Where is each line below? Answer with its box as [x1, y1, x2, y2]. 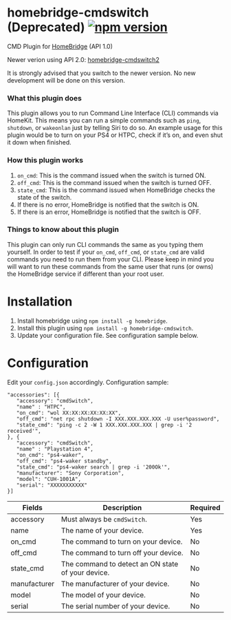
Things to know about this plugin [7, 225, 119, 235]
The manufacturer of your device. [60, 579, 170, 588]
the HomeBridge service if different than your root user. [7, 270, 164, 278]
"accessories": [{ [7, 391, 60, 398]
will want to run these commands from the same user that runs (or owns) [7, 262, 214, 270]
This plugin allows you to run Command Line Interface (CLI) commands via [7, 109, 219, 118]
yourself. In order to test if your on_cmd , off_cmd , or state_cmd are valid [7, 248, 205, 256]
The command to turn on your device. [60, 537, 183, 546]
